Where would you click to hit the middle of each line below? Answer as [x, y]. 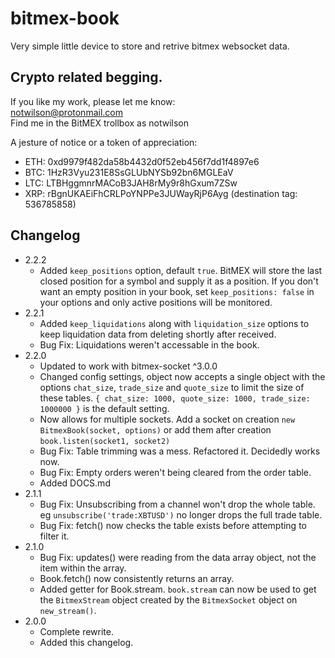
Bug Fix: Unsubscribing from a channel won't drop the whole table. [177, 504]
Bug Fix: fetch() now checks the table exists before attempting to [173, 525]
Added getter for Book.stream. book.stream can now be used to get [178, 589]
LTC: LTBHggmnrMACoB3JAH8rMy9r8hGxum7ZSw [131, 183]
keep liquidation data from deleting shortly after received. [158, 334]
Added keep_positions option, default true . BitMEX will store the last [181, 270]
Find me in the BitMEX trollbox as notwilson [99, 123]
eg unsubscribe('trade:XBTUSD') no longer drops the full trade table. [181, 514]
